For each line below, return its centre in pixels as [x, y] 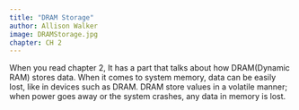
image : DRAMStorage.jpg [54, 34]
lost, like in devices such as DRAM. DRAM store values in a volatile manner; [149, 87]
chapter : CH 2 [36, 42]
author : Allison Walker [54, 26]
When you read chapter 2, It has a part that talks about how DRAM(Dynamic [149, 68]
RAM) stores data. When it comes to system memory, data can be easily [143, 78]
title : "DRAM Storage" [52, 17]
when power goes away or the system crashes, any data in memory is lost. [148, 97]
